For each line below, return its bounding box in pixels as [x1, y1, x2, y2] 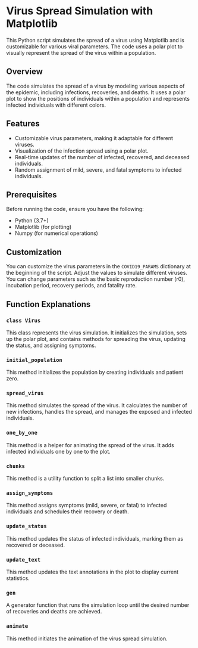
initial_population [6, 356, 62, 363]
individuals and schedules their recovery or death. [6, 508, 129, 515]
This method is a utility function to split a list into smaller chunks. [6, 475, 165, 482]
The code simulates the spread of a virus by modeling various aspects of [6, 82, 185, 89]
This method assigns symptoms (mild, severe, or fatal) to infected [6, 502, 167, 509]
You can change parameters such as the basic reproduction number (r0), [6, 275, 186, 283]
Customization [6, 247, 62, 257]
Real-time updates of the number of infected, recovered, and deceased [14, 153, 190, 160]
